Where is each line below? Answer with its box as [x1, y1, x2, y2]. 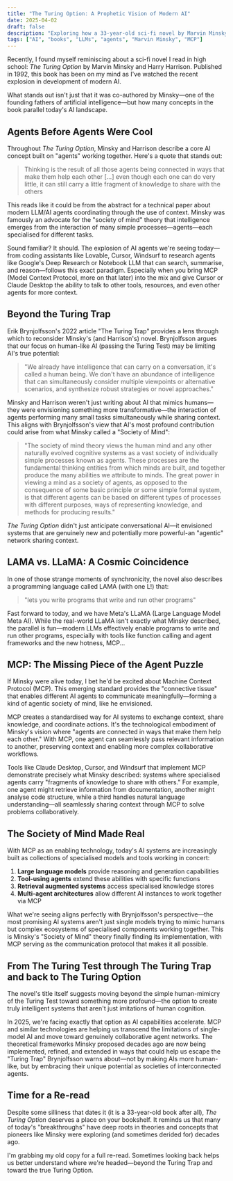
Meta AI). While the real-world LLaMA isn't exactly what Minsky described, [7, 617, 221, 625]
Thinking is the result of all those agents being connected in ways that [24, 165, 225, 173]
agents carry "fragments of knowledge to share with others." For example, [7, 778, 220, 786]
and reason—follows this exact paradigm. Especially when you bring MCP [7, 266, 218, 274]
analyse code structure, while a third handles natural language [7, 793, 185, 801]
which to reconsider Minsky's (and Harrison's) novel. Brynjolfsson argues [7, 334, 217, 342]
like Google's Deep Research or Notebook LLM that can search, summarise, [7, 258, 224, 267]
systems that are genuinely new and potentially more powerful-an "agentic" [7, 528, 224, 537]
